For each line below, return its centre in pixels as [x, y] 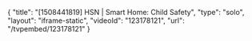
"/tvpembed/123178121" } [49, 29]
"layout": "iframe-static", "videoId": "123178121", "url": [96, 20]
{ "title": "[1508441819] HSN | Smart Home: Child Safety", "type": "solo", [126, 12]
